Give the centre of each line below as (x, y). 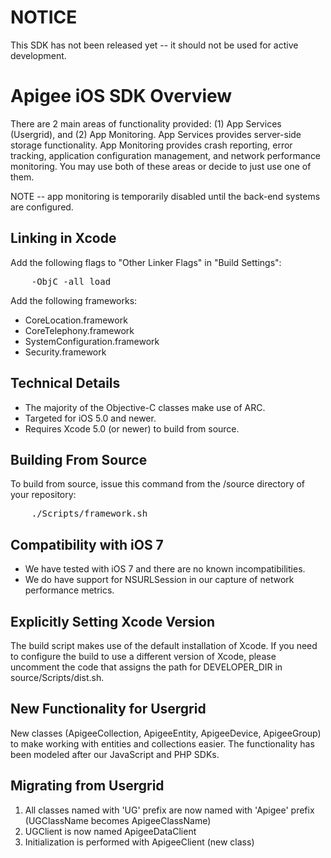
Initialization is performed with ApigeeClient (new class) (139, 842)
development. (38, 55)
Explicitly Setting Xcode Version (113, 621)
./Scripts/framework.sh (89, 514)
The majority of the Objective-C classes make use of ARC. (145, 407)
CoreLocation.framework (76, 320)
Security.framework (65, 352)
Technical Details (65, 383)
